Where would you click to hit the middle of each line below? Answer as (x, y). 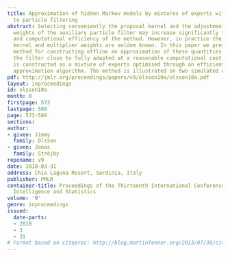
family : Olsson (35, 141)
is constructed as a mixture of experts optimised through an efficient (119, 64)
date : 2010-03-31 (32, 166)
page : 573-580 (27, 115)
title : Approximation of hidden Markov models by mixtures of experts (110, 13)
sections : (21, 122)
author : (18, 128)
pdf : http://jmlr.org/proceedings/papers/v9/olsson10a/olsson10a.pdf (108, 77)
